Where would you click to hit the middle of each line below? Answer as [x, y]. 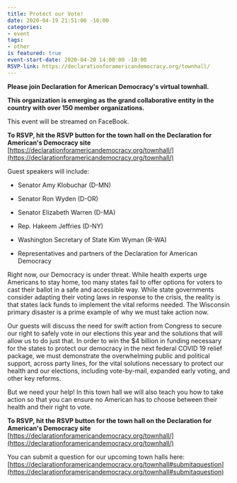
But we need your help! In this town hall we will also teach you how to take [116, 392]
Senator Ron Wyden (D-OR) [58, 198]
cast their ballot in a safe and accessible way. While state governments [111, 290]
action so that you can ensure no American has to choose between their [112, 399]
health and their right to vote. [50, 407]
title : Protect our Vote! [45, 14]
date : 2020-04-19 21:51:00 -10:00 [58, 20]
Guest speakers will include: [48, 171]
